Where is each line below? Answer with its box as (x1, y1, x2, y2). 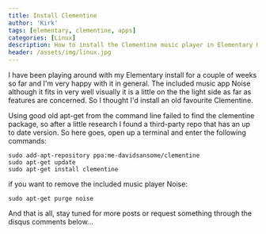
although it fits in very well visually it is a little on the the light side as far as (8, 87, 252, 96)
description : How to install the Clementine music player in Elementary (8, 41, 253, 49)
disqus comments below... (8, 217, 93, 226)
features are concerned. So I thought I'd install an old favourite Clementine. (8, 96, 253, 105)
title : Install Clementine (8, 11, 97, 20)
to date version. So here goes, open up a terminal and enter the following (8, 128, 247, 137)
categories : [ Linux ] (8, 33, 77, 42)
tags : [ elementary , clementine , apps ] (8, 26, 136, 34)
